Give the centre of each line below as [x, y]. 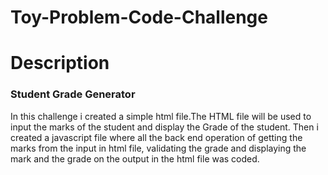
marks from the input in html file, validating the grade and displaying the [158, 148]
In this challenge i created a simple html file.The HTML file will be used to [161, 116]
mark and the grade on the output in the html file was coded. [135, 158]
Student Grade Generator [73, 94]
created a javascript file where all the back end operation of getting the [156, 137]
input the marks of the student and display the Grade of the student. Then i [164, 127]
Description [60, 63]
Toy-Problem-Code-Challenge [139, 17]
